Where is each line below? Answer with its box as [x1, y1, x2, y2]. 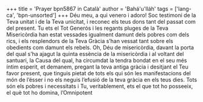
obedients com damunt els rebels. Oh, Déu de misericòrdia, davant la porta [6, 44, 194, 51]
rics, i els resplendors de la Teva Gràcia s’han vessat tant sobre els [6, 38, 174, 44]
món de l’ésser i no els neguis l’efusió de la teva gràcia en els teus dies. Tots [6, 76, 198, 83]
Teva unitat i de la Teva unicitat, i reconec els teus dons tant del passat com [6, 18, 196, 25]
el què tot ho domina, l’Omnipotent [6, 89, 93, 96]
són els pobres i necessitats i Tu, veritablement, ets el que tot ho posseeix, [6, 83, 193, 90]
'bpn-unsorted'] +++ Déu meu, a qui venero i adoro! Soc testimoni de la [16, 12, 196, 19]
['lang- [174, 5, 191, 12]
